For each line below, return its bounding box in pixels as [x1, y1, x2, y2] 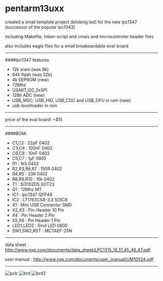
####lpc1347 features [5, 57, 49, 63]
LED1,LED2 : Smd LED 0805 [12, 222, 68, 228]
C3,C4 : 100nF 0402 [12, 145, 53, 151]
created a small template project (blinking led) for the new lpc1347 [5, 19, 137, 25]
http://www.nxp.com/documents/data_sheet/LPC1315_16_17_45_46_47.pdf [5, 246, 150, 253]
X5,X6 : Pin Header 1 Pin [12, 217, 61, 223]
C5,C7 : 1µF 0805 [12, 155, 47, 161]
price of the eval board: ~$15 [5, 116, 63, 122]
